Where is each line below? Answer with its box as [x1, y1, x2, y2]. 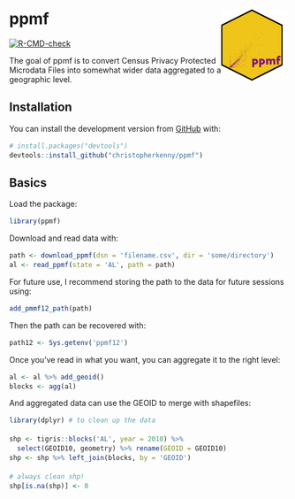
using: [9, 286, 32, 296]
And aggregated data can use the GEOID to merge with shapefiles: [9, 398, 252, 409]
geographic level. [9, 73, 72, 84]
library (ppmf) [9, 217, 62, 226]
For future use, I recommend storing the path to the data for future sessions [9, 276, 284, 287]
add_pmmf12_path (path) [9, 303, 93, 313]
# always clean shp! [9, 472, 86, 481]
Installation [9, 100, 72, 115]
